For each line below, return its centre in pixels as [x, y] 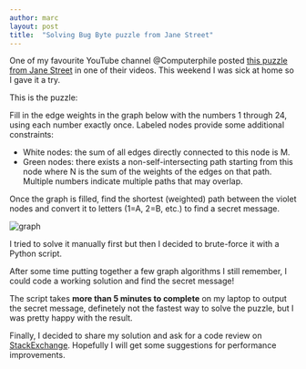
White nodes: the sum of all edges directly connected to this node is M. [156, 152]
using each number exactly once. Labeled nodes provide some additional [147, 125]
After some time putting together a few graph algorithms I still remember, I [148, 272]
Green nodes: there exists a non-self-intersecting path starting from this [158, 162]
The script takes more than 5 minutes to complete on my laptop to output [148, 299]
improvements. [37, 355]
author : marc [34, 18]
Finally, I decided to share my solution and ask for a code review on [136, 336]
